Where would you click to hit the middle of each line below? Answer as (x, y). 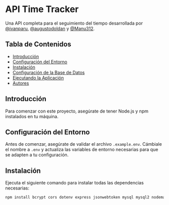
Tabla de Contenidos (38, 44)
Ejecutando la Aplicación (38, 78)
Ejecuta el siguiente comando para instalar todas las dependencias (75, 183)
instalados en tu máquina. (32, 116)
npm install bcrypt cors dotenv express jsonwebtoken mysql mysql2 (77, 197)
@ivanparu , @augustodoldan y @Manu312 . (50, 28)
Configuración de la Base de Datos (49, 72)
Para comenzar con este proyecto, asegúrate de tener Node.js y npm (77, 111)
